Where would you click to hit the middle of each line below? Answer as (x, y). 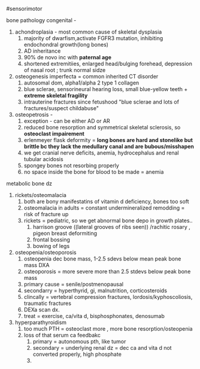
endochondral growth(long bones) (66, 45)
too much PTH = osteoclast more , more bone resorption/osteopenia (108, 329)
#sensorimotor (25, 9)
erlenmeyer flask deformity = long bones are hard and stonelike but (108, 140)
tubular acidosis (44, 159)
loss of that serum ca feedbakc (62, 335)
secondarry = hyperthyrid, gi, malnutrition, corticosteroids (96, 291)
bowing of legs (51, 246)
